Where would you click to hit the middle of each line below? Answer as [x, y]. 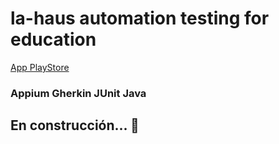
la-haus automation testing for [140, 18]
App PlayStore [40, 67]
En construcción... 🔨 [75, 125]
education [53, 39]
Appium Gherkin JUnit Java [78, 93]
